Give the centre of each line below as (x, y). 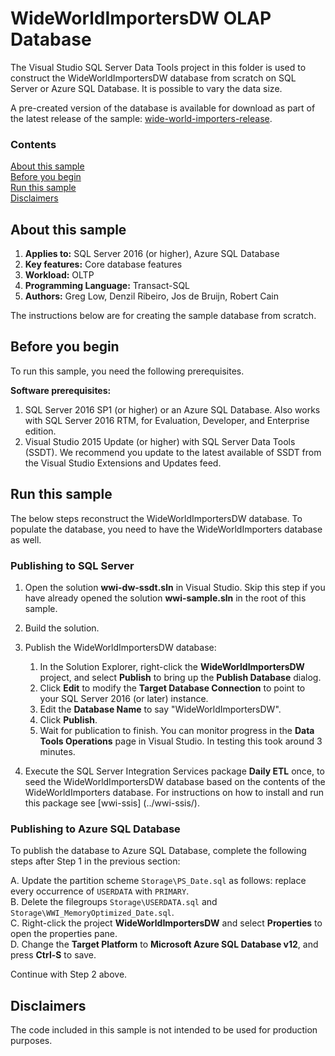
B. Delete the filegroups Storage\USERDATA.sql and (114, 902)
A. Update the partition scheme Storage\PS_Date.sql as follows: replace (158, 881)
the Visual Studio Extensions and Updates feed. (123, 463)
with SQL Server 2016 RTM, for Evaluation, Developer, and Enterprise (167, 420)
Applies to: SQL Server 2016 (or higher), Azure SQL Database (152, 254)
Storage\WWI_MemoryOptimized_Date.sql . (92, 913)
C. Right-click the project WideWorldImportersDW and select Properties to (166, 923)
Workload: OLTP (59, 275)
